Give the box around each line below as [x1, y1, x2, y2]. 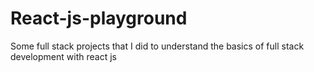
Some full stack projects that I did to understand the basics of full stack [10, 40, 305, 52]
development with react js [10, 50, 117, 62]
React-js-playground [10, 7, 188, 30]
